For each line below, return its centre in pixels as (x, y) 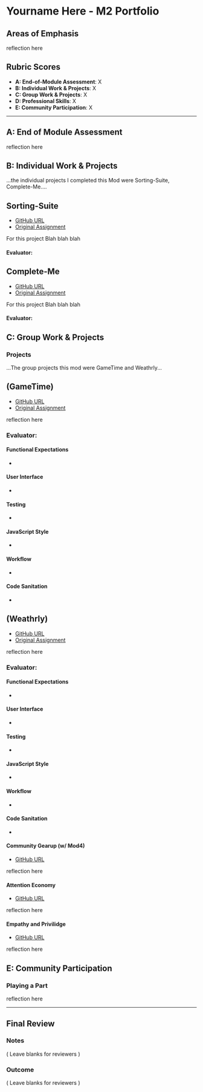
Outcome (20, 1070)
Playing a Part (27, 985)
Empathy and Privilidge (36, 924)
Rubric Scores (34, 67)
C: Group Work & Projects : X (51, 95)
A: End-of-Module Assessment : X (58, 82)
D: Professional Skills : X (46, 101)
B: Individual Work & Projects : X (56, 88)
